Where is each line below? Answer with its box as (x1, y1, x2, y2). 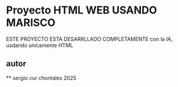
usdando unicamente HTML (6, 42, 73, 49)
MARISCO (6, 16, 56, 29)
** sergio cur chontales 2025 (6, 74, 76, 81)
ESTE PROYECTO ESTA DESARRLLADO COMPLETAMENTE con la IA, (6, 35, 173, 42)
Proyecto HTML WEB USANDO (6, 4, 157, 17)
